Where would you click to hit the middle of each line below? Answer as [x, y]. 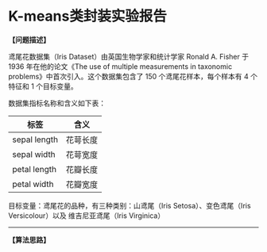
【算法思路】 [29, 239]
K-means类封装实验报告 [87, 16]
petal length [35, 169]
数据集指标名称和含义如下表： [57, 103]
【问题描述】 [29, 40]
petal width [33, 184]
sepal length [35, 139]
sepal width [34, 154]
